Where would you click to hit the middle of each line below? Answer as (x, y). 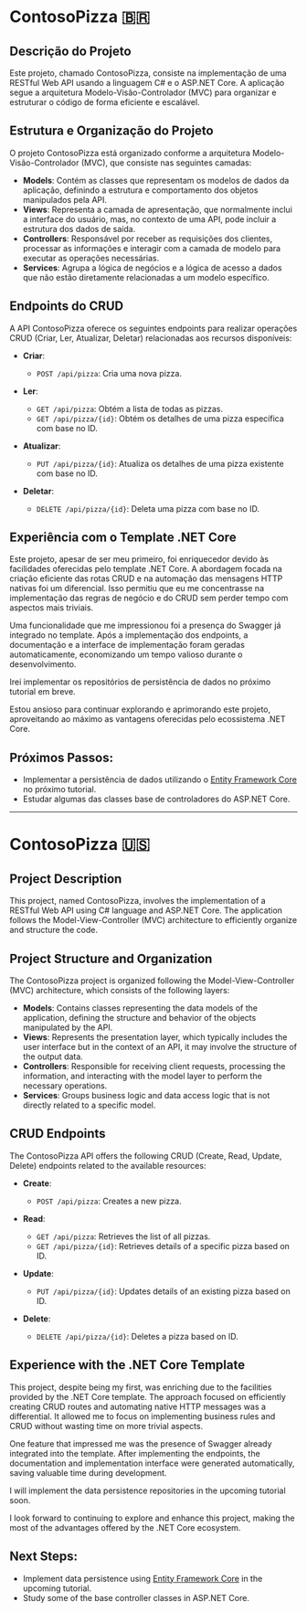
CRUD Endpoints (58, 1134)
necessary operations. (65, 1086)
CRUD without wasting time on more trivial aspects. (106, 1426)
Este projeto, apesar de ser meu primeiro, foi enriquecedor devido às (139, 559)
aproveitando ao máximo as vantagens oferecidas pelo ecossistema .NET (148, 719)
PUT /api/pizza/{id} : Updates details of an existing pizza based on (163, 1291)
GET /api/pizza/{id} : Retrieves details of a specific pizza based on (163, 1246)
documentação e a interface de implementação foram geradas (127, 645)
